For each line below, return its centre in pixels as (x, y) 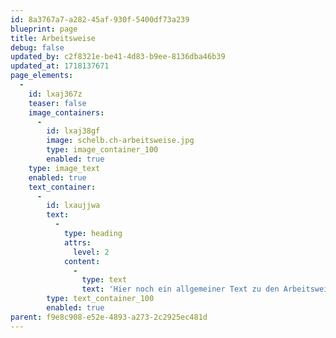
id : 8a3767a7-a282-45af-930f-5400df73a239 (100, 19)
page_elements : (42, 76)
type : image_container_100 (102, 150)
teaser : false (57, 103)
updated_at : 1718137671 (60, 66)
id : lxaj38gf (73, 131)
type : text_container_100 (100, 299)
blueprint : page (44, 29)
